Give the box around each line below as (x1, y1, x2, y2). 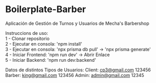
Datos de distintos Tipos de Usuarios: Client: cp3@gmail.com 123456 (5, 67, 151, 73)
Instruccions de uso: (5, 30, 48, 36)
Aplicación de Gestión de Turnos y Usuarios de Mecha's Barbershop (5, 20, 149, 26)
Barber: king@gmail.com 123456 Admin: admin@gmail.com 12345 (5, 72, 144, 78)
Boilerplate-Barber (5, 4, 86, 15)
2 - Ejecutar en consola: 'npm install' (5, 40, 83, 47)
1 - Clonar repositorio (5, 35, 50, 41)
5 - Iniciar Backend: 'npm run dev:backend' (5, 57, 96, 63)
